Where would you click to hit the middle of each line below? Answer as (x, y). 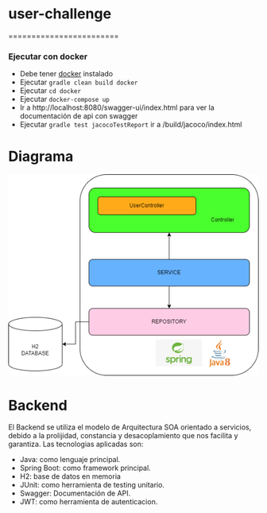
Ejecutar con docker (48, 56)
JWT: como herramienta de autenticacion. (89, 502)
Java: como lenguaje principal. (70, 460)
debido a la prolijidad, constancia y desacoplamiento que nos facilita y (123, 436)
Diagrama (41, 157)
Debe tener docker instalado (66, 74)
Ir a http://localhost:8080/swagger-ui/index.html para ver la (117, 107)
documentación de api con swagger (79, 116)
